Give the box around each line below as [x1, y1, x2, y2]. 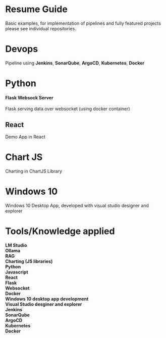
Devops [5, 43, 38, 55]
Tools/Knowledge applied [5, 226, 115, 237]
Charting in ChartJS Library [5, 168, 62, 175]
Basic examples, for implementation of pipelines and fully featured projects [5, 20, 161, 26]
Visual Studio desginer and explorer [5, 301, 82, 307]
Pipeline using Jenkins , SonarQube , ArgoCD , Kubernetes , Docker [5, 60, 145, 66]
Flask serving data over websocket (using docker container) [5, 106, 130, 112]
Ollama [5, 247, 21, 253]
